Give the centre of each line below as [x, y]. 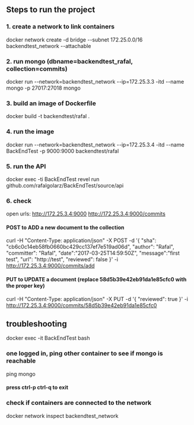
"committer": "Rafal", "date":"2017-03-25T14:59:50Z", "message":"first [93, 253]
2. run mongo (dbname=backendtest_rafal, [69, 61]
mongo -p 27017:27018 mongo [44, 88]
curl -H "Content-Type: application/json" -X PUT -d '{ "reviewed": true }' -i [97, 299]
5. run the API [26, 166]
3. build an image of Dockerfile [51, 103]
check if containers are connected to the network [79, 403]
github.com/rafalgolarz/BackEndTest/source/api [65, 185]
